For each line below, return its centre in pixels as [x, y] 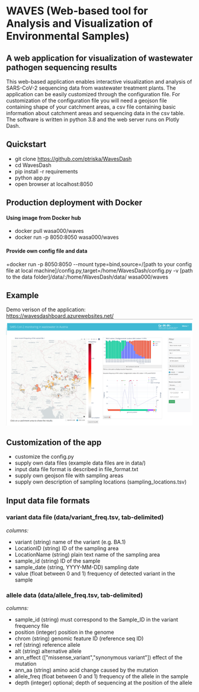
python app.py [32, 178]
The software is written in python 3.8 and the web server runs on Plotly [93, 119]
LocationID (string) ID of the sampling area [67, 548]
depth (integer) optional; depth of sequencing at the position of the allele [103, 683]
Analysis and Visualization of [79, 23]
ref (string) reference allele [47, 645]
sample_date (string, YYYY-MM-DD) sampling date [77, 567]
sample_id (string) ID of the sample [57, 561]
